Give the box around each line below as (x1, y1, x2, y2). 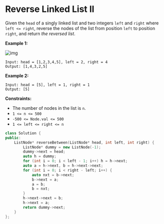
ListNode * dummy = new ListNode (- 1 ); (23, 145, 101, 150)
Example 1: (5, 40, 28, 46)
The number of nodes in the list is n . (12, 105, 86, 111)
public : (5, 135, 21, 140)
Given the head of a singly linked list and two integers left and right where (5, 20, 159, 26)
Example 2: (5, 72, 29, 78)
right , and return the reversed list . (5, 30, 76, 36)
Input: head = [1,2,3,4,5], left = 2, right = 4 (5, 59, 108, 64)
